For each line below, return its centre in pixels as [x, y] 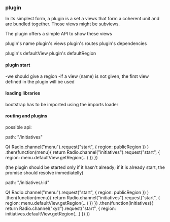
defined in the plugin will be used [40, 81]
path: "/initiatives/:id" [27, 182]
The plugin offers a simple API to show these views [59, 34]
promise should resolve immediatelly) [44, 172]
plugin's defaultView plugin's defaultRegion [51, 53]
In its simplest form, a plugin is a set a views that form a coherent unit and [82, 19]
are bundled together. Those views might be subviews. [63, 24]
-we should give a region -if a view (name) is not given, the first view [77, 76]
